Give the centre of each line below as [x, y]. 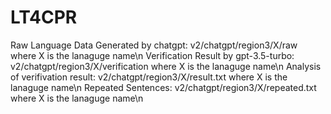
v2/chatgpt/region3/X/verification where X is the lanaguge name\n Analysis [166, 66]
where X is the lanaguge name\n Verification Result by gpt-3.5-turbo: [152, 55]
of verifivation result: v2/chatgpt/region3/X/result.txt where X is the [149, 77]
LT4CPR [44, 17]
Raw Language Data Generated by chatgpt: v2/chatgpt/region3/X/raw [154, 45]
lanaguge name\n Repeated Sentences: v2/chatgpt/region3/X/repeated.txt [163, 87]
